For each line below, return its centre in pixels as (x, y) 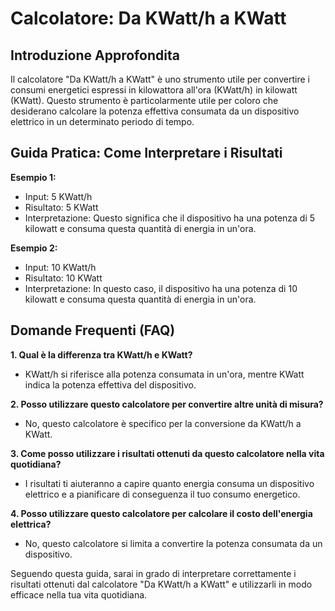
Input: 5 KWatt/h (58, 196)
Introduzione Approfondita (95, 55)
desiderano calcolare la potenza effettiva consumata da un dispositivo (155, 111)
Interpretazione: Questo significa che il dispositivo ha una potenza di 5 (170, 218)
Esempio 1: (33, 177)
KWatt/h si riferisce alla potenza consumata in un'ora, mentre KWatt (164, 374)
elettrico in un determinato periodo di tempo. (102, 121)
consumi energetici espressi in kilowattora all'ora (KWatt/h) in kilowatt (154, 90)
